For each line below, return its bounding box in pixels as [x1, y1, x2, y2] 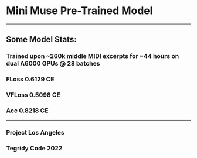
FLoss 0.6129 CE [6, 75, 55, 83]
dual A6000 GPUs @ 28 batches [6, 60, 100, 68]
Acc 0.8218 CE [6, 107, 49, 115]
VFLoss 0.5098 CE [6, 91, 60, 99]
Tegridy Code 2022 [6, 145, 63, 153]
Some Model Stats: [6, 35, 77, 44]
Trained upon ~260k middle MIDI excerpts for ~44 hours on [6, 52, 179, 60]
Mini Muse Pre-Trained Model [6, 4, 153, 18]
